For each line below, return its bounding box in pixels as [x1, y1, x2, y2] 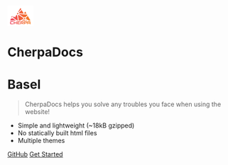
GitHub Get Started [7, 150, 63, 159]
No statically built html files [17, 129, 97, 137]
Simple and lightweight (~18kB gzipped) [17, 121, 135, 130]
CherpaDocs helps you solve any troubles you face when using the [24, 100, 222, 108]
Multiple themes [17, 137, 65, 145]
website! [24, 108, 50, 116]
